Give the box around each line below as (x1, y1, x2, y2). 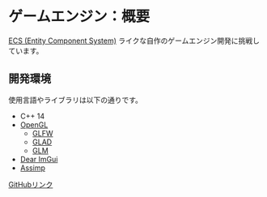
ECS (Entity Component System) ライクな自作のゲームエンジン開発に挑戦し (8, 36, 261, 45)
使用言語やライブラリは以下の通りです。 (8, 95, 143, 105)
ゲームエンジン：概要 (8, 7, 150, 26)
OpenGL (19, 119, 49, 130)
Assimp (19, 163, 46, 173)
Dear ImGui (19, 154, 58, 164)
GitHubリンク (8, 179, 53, 189)
